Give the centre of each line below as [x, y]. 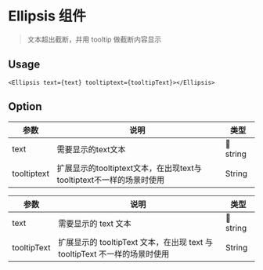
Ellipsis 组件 [47, 16]
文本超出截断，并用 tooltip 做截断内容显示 [94, 39]
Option [25, 107]
